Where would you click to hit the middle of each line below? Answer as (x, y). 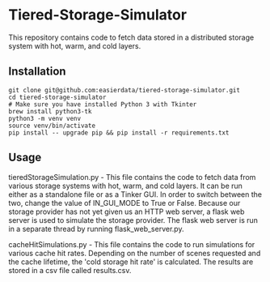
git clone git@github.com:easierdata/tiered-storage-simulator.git (124, 90)
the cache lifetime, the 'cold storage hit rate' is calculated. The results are (131, 262)
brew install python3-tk (50, 111)
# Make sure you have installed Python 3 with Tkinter (103, 104)
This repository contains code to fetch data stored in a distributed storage (131, 37)
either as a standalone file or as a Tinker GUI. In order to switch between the (135, 194)
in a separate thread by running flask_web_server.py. (96, 229)
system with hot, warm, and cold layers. (75, 45)
